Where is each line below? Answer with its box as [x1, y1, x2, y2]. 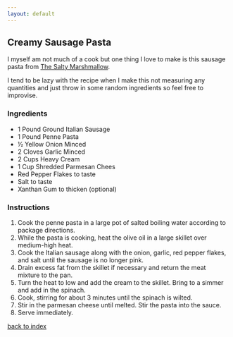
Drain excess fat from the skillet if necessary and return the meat [17, 264, 206, 272]
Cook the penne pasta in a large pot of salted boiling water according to [17, 219, 227, 227]
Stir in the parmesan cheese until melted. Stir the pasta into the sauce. [17, 301, 222, 310]
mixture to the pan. [17, 271, 73, 279]
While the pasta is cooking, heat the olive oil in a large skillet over [17, 233, 207, 242]
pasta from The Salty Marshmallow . [7, 63, 111, 71]
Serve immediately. [17, 308, 74, 317]
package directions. [17, 226, 75, 235]
